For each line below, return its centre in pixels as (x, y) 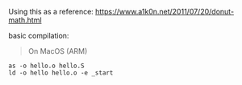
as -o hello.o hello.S (46, 66)
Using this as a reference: (51, 12)
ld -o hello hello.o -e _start (61, 73)
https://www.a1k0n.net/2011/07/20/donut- (165, 12)
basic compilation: (39, 36)
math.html (25, 20)
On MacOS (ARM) (58, 51)
